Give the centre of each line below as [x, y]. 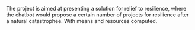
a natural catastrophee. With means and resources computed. [82, 21]
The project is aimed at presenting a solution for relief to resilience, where [96, 9]
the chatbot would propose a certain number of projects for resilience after [97, 15]
